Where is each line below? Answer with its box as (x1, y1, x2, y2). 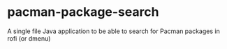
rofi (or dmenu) (7, 34, 51, 42)
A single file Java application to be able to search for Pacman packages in (7, 27, 220, 35)
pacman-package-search (7, 4, 159, 20)
